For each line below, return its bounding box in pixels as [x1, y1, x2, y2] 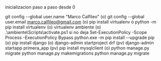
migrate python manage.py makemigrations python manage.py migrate [5, 50, 150, 56]
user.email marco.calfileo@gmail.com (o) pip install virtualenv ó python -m [5, 19, 157, 25]
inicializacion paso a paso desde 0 [5, 4, 76, 10]
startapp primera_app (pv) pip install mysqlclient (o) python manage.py [5, 45, 150, 51]
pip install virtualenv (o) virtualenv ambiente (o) [5, 24, 101, 30]
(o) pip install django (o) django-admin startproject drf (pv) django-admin [5, 40, 154, 46]
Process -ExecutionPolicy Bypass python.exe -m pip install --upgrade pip [5, 34, 155, 40]
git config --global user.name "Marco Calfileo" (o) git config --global [5, 14, 145, 19]
